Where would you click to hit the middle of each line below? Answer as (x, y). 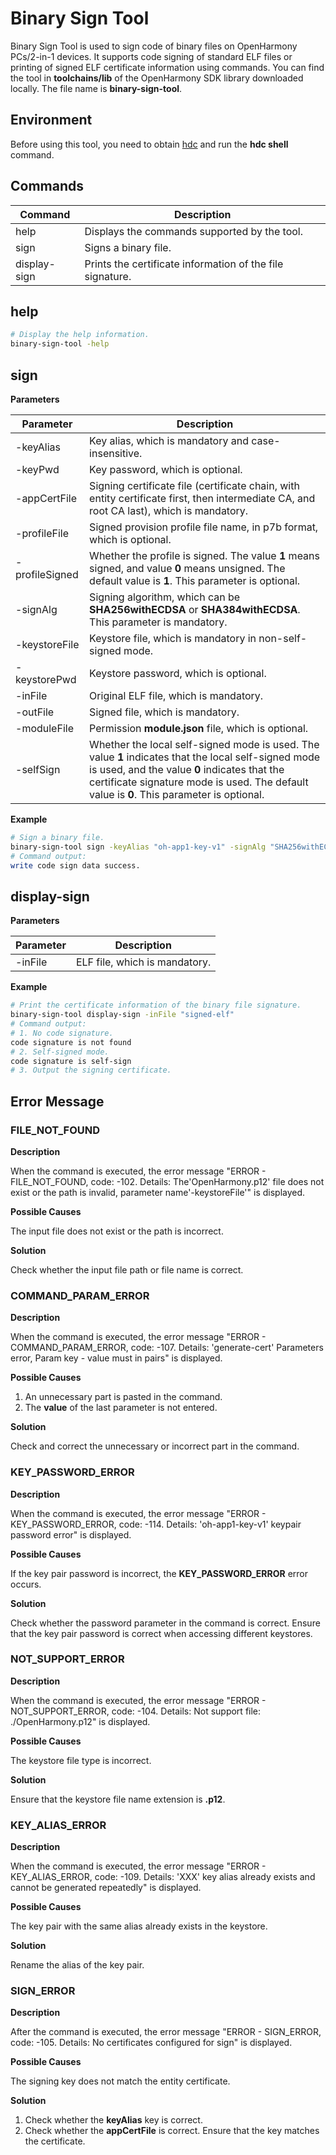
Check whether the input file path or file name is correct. (127, 1269)
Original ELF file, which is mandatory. (176, 695)
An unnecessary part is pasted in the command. (123, 1397)
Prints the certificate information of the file (184, 264)
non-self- (283, 638)
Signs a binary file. (128, 247)
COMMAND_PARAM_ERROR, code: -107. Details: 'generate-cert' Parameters (167, 1348)
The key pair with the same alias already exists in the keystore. (139, 1926)
